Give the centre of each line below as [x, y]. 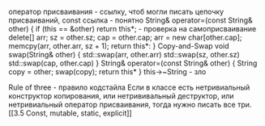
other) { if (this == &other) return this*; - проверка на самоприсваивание [132, 29]
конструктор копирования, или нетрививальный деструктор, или [121, 96]
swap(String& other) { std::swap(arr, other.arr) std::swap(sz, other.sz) [124, 55]
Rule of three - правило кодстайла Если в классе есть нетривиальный [129, 87]
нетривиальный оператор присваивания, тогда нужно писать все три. [130, 105]
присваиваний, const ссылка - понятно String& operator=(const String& [130, 20]
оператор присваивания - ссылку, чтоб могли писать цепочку [116, 12]
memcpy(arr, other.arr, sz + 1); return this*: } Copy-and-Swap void [119, 46]
